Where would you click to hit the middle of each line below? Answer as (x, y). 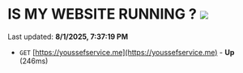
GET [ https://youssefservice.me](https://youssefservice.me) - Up (127, 52)
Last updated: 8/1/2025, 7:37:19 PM (68, 36)
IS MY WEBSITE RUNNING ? (102, 14)
